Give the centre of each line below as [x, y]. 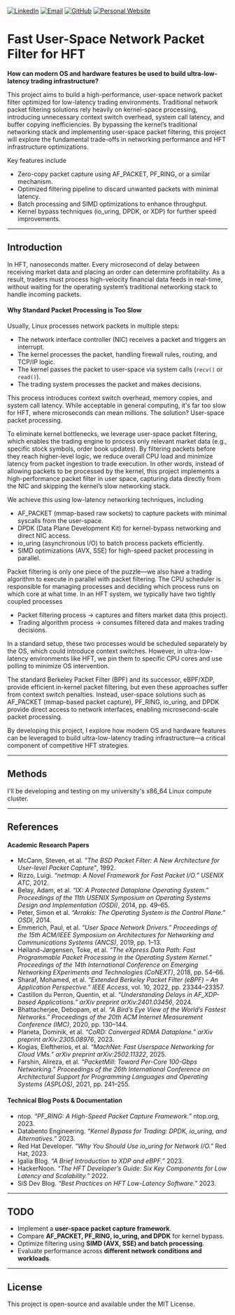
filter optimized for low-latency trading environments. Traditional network [113, 102]
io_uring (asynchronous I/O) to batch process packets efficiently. [111, 543]
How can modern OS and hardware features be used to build [97, 73]
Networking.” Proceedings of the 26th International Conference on [113, 1069]
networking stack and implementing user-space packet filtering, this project [116, 132]
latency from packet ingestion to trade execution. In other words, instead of [116, 463]
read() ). [29, 376]
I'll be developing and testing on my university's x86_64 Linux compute [109, 791]
